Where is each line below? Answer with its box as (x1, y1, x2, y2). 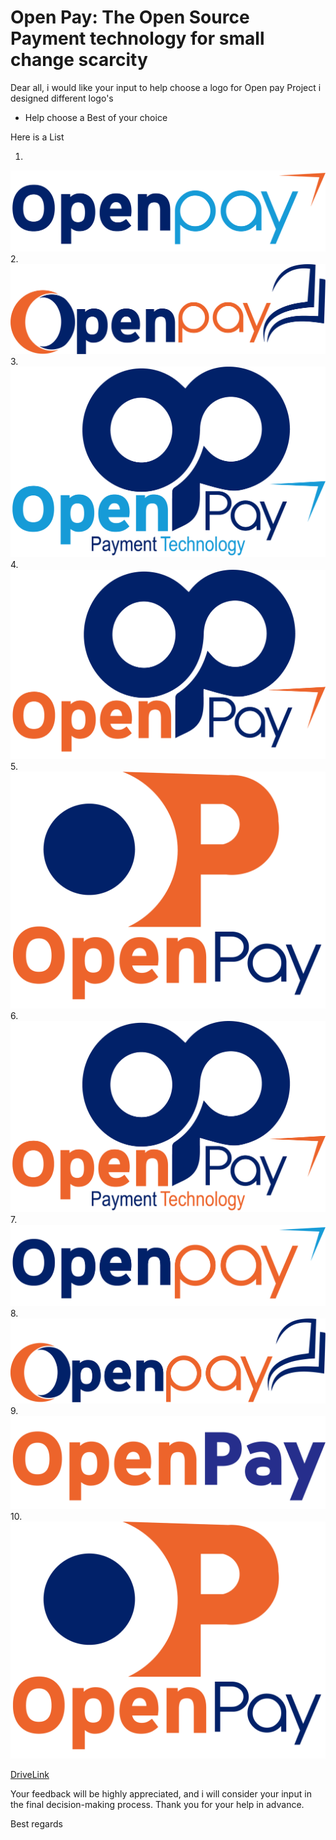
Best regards (10, 1818, 63, 1830)
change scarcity (10, 49, 148, 71)
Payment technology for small (10, 27, 265, 50)
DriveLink (10, 1769, 50, 1781)
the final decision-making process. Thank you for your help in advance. (10, 1799, 305, 1811)
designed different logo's (10, 92, 114, 104)
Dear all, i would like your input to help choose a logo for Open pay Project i (10, 81, 322, 93)
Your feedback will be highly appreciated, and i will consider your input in (10, 1788, 312, 1800)
